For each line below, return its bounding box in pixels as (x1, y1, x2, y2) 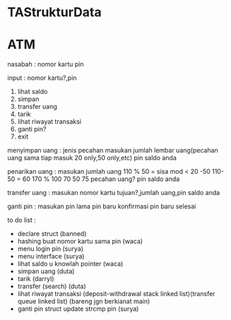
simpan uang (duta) (17, 267, 75, 275)
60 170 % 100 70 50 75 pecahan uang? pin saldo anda (22, 174, 180, 184)
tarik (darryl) (17, 275, 54, 283)
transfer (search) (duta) (17, 282, 86, 290)
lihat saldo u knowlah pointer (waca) (17, 259, 124, 268)
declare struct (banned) (17, 230, 87, 238)
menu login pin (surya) (17, 244, 83, 253)
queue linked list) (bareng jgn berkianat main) (17, 297, 150, 306)
